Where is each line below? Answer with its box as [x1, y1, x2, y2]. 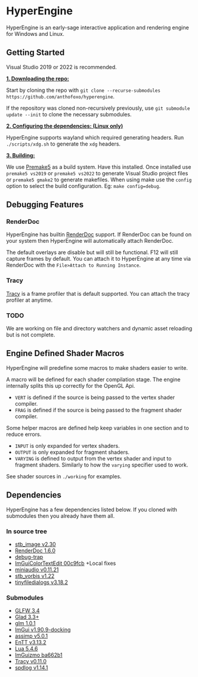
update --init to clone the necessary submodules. [6, 110, 132, 118]
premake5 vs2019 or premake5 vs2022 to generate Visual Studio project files [6, 169, 188, 177]
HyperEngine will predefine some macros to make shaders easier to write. [6, 364, 188, 371]
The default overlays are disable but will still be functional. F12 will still [6, 249, 178, 256]
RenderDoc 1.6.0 [14, 547, 55, 554]
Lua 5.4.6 [14, 645, 38, 653]
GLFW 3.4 [14, 607, 40, 614]
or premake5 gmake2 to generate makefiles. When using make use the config [6, 176, 192, 183]
